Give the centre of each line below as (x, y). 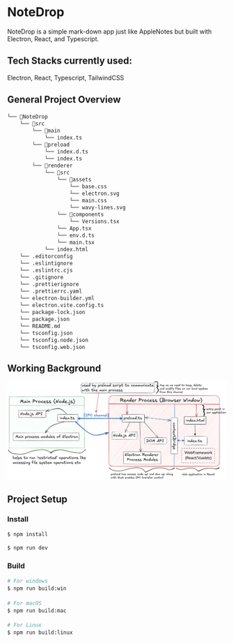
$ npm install (28, 534)
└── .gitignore (42, 277)
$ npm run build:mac (37, 611)
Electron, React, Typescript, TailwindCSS (66, 77)
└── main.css (88, 200)
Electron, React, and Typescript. (53, 38)
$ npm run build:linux (40, 633)
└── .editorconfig (46, 256)
